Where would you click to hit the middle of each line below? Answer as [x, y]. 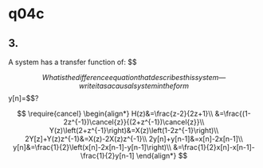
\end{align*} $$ [162, 156]
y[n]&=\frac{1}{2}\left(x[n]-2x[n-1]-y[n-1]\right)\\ [92, 147]
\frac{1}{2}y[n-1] [107, 156]
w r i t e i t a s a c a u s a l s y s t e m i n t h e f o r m [134, 86]
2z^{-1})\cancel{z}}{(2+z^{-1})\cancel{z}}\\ [134, 122]
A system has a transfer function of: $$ [73, 62]
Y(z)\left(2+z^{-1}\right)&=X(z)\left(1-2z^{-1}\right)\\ [134, 130]
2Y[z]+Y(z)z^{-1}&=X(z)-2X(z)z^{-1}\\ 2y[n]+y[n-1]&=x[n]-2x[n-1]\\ [134, 139]
